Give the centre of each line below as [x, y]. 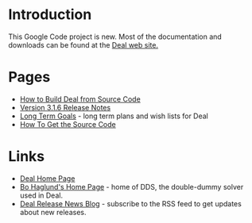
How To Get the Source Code [68, 124]
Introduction [50, 15]
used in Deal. [41, 195]
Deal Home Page [47, 178]
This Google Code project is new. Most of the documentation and [115, 37]
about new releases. [53, 212]
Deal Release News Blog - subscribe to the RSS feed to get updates [131, 203]
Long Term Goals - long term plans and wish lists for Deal [114, 116]
